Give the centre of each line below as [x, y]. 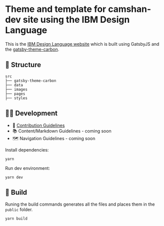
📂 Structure [23, 65]
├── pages [15, 94]
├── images [16, 89]
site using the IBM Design [76, 20]
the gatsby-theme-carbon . [32, 49]
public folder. [19, 210]
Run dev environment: [28, 168]
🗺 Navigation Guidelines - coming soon [54, 138]
